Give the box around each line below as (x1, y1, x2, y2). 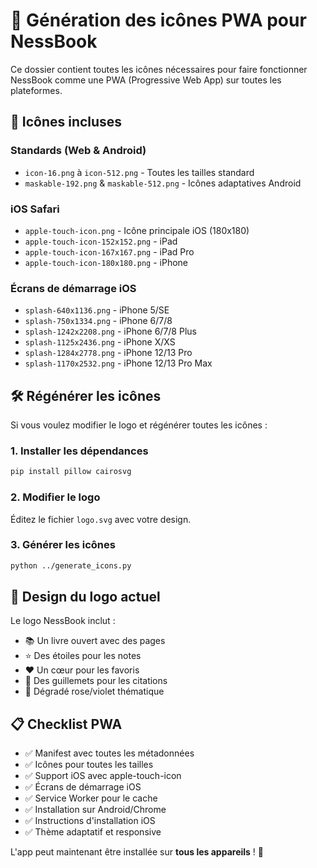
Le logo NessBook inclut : (10, 615, 116, 627)
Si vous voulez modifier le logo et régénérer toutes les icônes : (10, 419, 268, 431)
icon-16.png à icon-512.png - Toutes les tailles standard (24, 166, 255, 178)
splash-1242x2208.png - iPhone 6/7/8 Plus (24, 325, 197, 338)
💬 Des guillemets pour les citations (24, 675, 168, 687)
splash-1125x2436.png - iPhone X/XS (24, 336, 176, 348)
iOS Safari (10, 202, 60, 216)
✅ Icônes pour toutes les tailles (24, 759, 154, 771)
